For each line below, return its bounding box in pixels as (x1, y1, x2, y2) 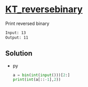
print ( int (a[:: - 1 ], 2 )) (12, 77, 61, 82)
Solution (5, 49, 33, 58)
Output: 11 (5, 35, 28, 40)
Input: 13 (5, 30, 26, 35)
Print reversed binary (5, 20, 49, 26)
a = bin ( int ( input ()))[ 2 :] (12, 72, 70, 77)
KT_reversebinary (5, 4, 83, 15)
